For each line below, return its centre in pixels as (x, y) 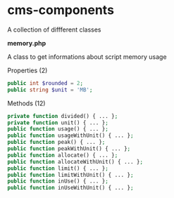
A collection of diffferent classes (54, 29)
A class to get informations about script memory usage (87, 57)
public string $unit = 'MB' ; (50, 90)
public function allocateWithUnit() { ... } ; (75, 161)
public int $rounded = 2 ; (45, 83)
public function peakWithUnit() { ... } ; (69, 149)
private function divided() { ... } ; (63, 116)
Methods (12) (26, 103)
